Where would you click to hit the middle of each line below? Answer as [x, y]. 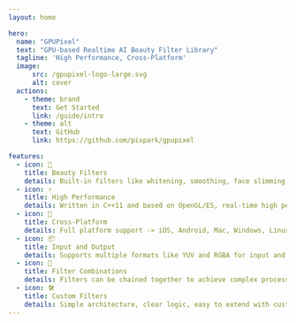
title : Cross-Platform [66, 222]
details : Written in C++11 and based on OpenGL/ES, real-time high [151, 206]
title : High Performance [70, 197]
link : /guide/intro [67, 116]
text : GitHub [56, 132]
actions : [32, 91]
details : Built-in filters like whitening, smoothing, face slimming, [157, 181]
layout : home [32, 17]
